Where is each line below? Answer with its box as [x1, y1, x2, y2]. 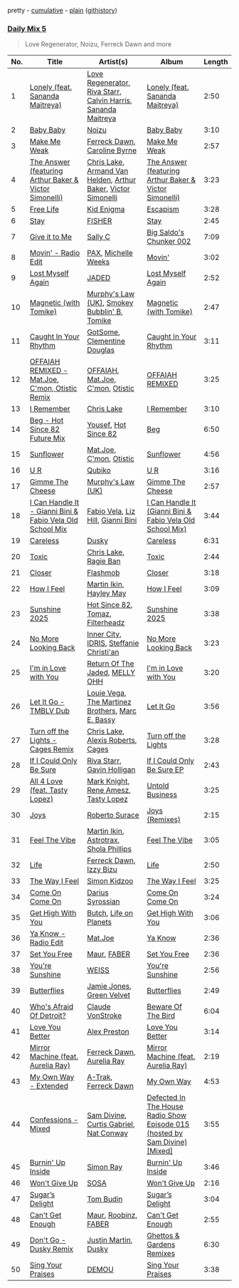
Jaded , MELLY [86, 668, 136, 678]
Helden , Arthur [86, 175, 137, 185]
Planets [86, 917, 112, 927]
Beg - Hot [29, 416, 64, 426]
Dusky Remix [29, 1244, 73, 1254]
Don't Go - [29, 1235, 66, 1245]
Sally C [86, 232, 110, 242]
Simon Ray [86, 1162, 123, 1172]
